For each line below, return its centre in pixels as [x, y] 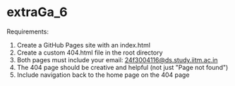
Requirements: [28, 31]
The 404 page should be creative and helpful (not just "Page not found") [122, 67]
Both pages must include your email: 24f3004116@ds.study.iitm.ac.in [117, 59]
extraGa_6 [37, 12]
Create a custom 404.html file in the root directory [90, 52]
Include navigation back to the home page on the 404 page [103, 75]
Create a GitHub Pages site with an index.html [84, 45]
